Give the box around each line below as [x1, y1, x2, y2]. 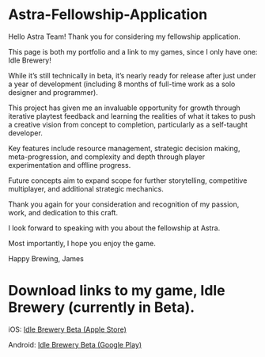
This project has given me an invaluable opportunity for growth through [8, 103, 241, 112]
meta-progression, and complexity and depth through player [8, 152, 206, 161]
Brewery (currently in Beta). [8, 298, 195, 317]
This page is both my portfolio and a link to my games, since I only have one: [8, 47, 258, 56]
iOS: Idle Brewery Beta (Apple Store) [8, 325, 127, 334]
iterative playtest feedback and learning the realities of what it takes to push [8, 111, 256, 120]
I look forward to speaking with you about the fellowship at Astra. [8, 223, 221, 233]
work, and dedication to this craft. [8, 207, 119, 217]
